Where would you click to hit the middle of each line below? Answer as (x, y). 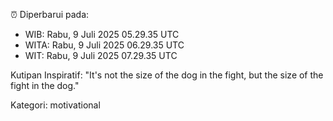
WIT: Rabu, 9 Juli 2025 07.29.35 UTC (101, 55)
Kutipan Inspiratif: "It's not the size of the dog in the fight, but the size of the (167, 75)
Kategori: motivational (55, 105)
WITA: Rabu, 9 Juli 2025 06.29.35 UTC (104, 45)
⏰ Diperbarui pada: (50, 14)
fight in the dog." (45, 85)
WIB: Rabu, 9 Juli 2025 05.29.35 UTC (102, 34)
